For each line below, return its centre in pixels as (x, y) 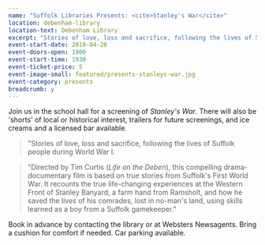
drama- (236, 168)
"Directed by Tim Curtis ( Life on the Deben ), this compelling (125, 168)
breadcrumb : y (32, 89)
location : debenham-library (54, 23)
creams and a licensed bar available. (68, 128)
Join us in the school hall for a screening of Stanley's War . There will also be (132, 111)
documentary (49, 175)
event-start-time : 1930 (47, 60)
